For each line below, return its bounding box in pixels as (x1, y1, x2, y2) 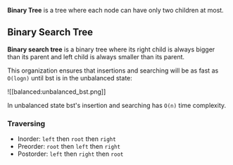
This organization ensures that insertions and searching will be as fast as (7, 66, 219, 75)
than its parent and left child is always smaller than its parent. (7, 52, 185, 61)
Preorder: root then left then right (17, 142, 121, 151)
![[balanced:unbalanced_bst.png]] (7, 87, 106, 96)
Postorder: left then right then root (17, 149, 124, 158)
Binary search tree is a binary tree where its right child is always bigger (7, 45, 215, 54)
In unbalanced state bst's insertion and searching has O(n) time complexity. (7, 101, 227, 109)
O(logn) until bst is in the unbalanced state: (7, 73, 132, 82)
